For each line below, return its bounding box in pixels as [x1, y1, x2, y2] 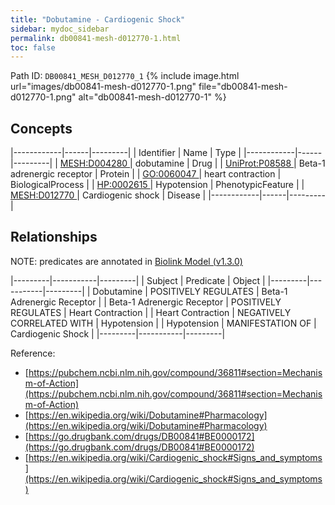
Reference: [10, 347, 56, 359]
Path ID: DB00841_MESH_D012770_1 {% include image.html [10, 70, 240, 82]
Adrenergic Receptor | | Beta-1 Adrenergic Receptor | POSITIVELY [10, 296, 282, 308]
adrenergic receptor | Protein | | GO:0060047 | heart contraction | [10, 168, 282, 180]
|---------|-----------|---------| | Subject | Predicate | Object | [10, 274, 266, 286]
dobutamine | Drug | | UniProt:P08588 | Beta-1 [134, 157, 326, 170]
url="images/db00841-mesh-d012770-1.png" [10, 81, 197, 93]
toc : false [10, 42, 56, 53]
